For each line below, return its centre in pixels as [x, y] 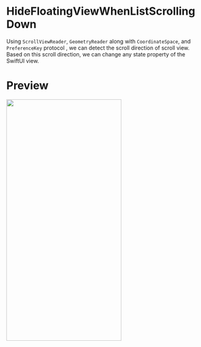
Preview [28, 86]
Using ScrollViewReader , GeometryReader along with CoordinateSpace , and [99, 41]
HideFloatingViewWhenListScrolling [101, 11]
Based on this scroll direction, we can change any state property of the [96, 54]
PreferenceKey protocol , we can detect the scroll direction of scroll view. [98, 48]
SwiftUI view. [23, 61]
